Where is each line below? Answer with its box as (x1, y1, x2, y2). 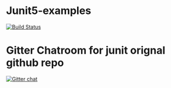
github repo (6, 57, 64, 69)
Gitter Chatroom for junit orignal (6, 44, 166, 57)
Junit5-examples (6, 4, 92, 17)
